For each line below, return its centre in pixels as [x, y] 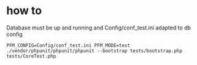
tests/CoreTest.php [31, 56]
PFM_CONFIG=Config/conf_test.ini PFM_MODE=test [68, 45]
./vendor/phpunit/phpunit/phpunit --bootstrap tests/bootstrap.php [95, 51]
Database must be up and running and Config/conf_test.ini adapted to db [99, 28]
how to [24, 11]
